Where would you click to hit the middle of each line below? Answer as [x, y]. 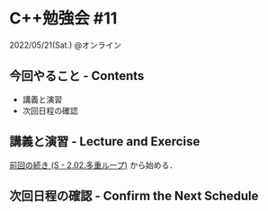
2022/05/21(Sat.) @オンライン [66, 45]
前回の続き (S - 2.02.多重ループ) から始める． [94, 165]
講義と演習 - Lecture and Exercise [105, 141]
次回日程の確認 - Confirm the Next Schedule [134, 195]
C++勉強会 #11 [63, 18]
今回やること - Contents [77, 76]
